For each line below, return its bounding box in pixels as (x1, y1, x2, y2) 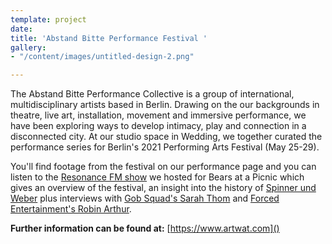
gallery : (10, 42, 47, 53)
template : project (10, 14, 87, 25)
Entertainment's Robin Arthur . (10, 203, 132, 215)
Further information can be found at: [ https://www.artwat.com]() (10, 222, 280, 235)
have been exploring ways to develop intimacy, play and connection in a (10, 120, 307, 132)
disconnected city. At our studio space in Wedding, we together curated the (10, 131, 323, 143)
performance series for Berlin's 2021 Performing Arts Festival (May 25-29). (10, 141, 320, 153)
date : (10, 24, 33, 34)
